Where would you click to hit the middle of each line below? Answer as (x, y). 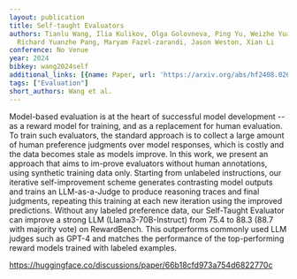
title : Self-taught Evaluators (67, 26)
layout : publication (47, 17)
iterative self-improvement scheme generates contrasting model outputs (141, 182)
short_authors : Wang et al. (61, 91)
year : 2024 (29, 58)
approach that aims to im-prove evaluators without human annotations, (138, 163)
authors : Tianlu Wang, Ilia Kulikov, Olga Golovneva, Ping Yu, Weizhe (142, 34)
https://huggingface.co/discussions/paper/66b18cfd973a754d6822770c (141, 265)
